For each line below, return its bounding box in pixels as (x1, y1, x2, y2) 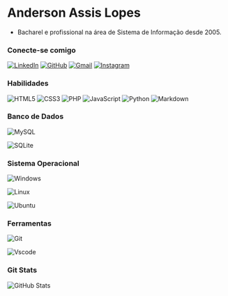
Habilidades (7, 79, 49, 88)
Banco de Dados (7, 111, 64, 121)
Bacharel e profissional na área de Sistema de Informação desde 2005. (17, 28, 222, 36)
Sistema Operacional (7, 158, 79, 168)
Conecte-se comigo (7, 45, 77, 55)
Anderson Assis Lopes (7, 5, 141, 21)
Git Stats (7, 265, 37, 275)
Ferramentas (7, 219, 52, 228)
